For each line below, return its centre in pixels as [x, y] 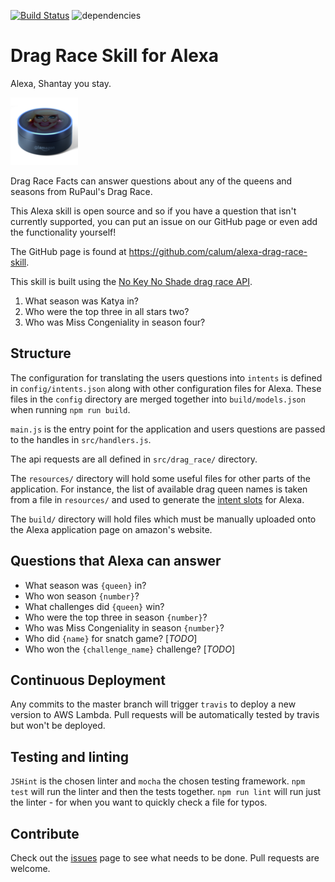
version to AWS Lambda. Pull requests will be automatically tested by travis [165, 715]
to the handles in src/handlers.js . [81, 439]
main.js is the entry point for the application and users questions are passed [168, 429]
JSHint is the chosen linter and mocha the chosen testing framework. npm [158, 781]
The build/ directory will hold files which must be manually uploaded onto [163, 519]
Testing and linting [69, 756]
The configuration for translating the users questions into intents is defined [166, 377]
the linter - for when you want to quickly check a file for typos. [139, 802]
